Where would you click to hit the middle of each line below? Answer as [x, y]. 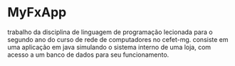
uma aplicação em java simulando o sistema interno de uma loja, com [109, 47]
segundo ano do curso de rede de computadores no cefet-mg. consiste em [118, 39]
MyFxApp [37, 12]
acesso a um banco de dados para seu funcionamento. [88, 55]
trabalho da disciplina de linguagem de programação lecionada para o [110, 32]
